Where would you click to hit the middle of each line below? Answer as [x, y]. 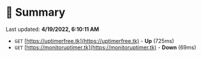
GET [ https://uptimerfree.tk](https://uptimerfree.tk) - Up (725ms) [94, 41]
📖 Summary [35, 12]
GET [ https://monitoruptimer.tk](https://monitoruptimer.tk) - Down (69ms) [105, 47]
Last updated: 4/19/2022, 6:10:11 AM [52, 29]
